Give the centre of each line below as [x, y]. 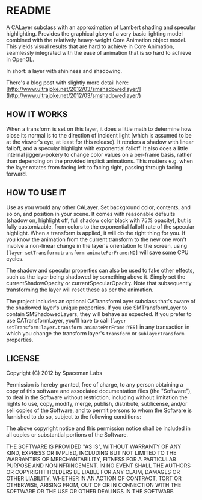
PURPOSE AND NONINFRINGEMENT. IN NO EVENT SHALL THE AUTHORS [99, 466]
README [29, 11]
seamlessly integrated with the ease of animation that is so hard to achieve [99, 52]
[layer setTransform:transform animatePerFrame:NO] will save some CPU [97, 252]
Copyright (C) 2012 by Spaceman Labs [54, 373]
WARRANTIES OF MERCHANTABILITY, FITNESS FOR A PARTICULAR [91, 460]
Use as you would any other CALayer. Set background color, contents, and [99, 207]
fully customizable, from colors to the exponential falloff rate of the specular [100, 226]
